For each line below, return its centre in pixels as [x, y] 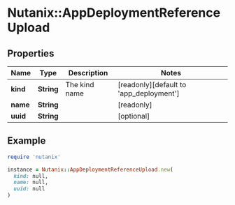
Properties [31, 53]
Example [27, 141]
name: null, [31, 183]
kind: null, [31, 176]
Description [88, 73]
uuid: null [29, 189]
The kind [80, 85]
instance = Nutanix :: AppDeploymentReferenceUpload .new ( [90, 169]
